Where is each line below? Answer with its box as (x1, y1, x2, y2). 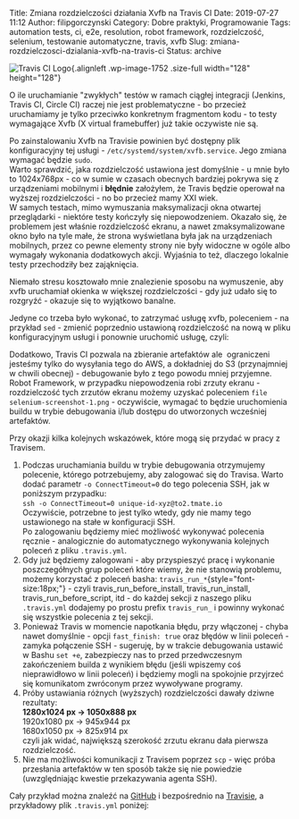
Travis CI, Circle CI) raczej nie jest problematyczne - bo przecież (9, 99, 247, 110)
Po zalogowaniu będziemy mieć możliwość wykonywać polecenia (21, 527, 265, 536)
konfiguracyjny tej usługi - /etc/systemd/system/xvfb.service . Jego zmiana (9, 145, 287, 156)
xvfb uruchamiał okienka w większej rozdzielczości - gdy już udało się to (9, 286, 278, 296)
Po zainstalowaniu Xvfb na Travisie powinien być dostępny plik (9, 136, 241, 146)
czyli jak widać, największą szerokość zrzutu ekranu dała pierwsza (21, 735, 269, 746)
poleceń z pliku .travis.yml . (21, 545, 128, 555)
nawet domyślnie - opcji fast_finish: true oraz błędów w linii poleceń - (21, 630, 289, 641)
